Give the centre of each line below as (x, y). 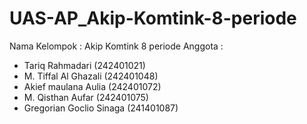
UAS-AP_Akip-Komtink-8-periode (153, 18)
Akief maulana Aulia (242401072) (92, 86)
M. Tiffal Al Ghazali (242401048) (91, 76)
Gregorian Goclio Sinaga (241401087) (101, 108)
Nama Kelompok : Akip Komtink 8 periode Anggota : (116, 46)
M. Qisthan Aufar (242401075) (86, 97)
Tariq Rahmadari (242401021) (84, 65)
